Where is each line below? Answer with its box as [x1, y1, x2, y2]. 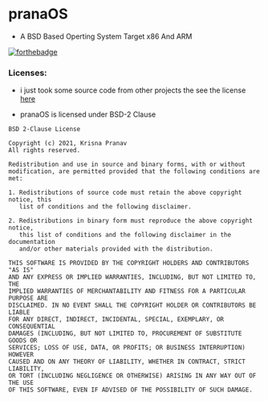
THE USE [8, 379, 35, 387]
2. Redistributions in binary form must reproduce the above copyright [8, 217, 253, 225]
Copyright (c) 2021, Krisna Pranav [8, 139, 128, 147]
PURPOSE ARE [8, 295, 48, 303]
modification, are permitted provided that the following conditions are [8, 167, 261, 176]
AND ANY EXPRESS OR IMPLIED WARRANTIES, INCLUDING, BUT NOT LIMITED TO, [8, 273, 257, 282]
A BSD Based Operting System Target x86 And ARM [19, 31, 193, 41]
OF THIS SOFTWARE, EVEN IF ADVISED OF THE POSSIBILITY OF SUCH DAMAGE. [8, 386, 253, 395]
